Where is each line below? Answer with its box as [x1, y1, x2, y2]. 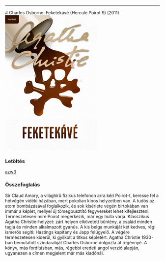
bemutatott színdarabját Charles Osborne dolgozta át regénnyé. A [14, 239, 147, 245]
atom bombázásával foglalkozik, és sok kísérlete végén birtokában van [5, 203, 148, 209]
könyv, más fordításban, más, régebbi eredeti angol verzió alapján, [5, 245, 140, 251]
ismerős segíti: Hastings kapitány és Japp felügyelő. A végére [5, 229, 130, 235]
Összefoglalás [5, 181, 40, 188]
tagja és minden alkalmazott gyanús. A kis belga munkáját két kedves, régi [5, 224, 156, 229]
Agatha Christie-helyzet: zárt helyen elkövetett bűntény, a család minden [5, 219, 152, 225]
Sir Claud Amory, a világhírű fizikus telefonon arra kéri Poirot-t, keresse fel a [5, 193, 159, 198]
